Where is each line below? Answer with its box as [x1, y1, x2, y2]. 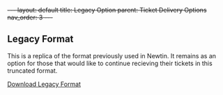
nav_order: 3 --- [7, 13, 54, 21]
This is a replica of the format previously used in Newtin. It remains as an [7, 51, 217, 60]
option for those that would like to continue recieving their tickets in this [7, 59, 213, 67]
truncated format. [7, 66, 58, 75]
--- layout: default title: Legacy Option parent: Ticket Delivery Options [7, 6, 207, 14]
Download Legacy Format [7, 80, 82, 88]
